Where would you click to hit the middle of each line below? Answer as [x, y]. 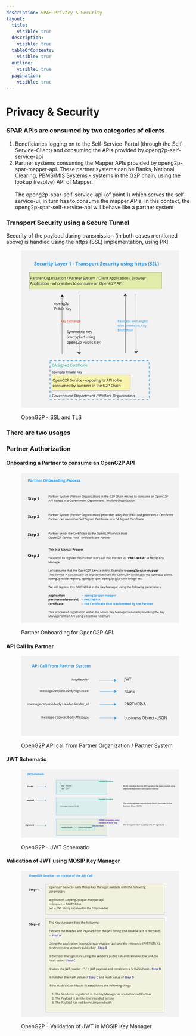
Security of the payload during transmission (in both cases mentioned [92, 236]
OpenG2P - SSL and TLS [52, 417]
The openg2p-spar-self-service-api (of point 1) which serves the [94, 195]
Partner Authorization [38, 449]
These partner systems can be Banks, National [117, 169]
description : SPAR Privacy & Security [54, 13]
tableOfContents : [33, 51]
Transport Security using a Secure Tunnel [68, 223]
